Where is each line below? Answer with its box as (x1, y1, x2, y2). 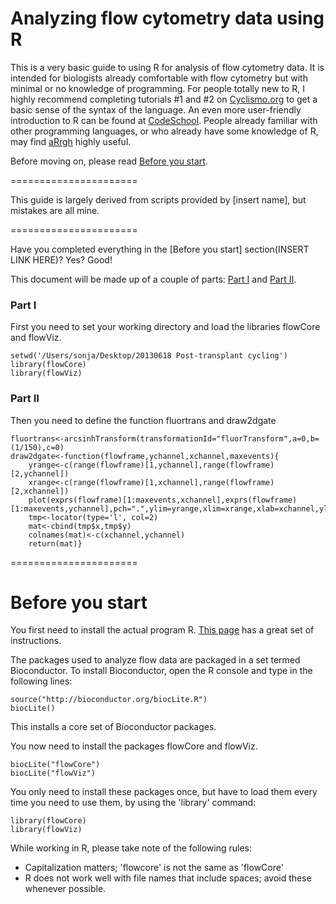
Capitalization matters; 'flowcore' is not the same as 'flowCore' (24, 862, 284, 874)
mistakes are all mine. (10, 204, 100, 216)
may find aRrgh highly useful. (10, 135, 132, 147)
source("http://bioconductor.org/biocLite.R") (10, 695, 208, 705)
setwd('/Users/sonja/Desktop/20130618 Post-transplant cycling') (10, 351, 288, 361)
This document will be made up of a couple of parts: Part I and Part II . (10, 273, 297, 285)
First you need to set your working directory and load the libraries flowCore (10, 321, 321, 333)
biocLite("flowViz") (10, 768, 97, 779)
